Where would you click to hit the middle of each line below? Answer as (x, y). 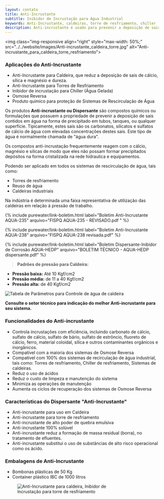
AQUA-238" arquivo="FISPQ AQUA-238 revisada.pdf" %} (63, 235)
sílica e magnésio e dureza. (40, 81)
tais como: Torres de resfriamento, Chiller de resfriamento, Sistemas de (84, 363)
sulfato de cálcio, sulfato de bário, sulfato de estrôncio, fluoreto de (79, 337)
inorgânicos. (25, 347)
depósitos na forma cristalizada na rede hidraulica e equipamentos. (73, 156)
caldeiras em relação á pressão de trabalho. (49, 206)
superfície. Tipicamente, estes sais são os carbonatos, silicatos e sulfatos (79, 126)
